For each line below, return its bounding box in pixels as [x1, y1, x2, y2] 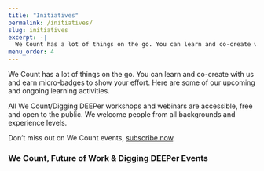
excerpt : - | [8, 33, 47, 42]
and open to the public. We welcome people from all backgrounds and [8, 110, 236, 118]
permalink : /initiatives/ [8, 19, 93, 27]
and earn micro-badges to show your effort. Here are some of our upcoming [8, 78, 255, 87]
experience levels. [8, 118, 68, 127]
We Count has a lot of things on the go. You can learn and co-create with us [8, 70, 254, 78]
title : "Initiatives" [8, 11, 79, 20]
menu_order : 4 [8, 48, 55, 56]
